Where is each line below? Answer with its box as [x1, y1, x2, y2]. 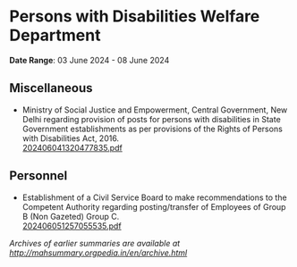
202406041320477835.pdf [21, 142, 123, 153]
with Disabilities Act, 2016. [21, 132, 119, 144]
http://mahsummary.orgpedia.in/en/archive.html [9, 247, 188, 258]
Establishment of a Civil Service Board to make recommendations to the [21, 192, 288, 203]
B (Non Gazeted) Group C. [21, 211, 120, 221]
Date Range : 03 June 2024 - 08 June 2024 [9, 54, 170, 65]
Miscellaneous [9, 80, 93, 96]
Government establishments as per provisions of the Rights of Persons [21, 123, 284, 134]
